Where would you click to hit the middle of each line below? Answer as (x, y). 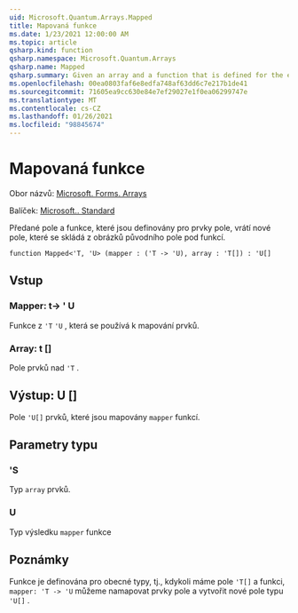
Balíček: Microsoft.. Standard (62, 211)
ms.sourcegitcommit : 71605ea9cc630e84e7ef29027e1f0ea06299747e (129, 92)
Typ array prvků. (40, 490)
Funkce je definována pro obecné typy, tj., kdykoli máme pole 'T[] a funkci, (147, 581)
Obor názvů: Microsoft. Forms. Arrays (78, 193)
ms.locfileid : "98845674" (57, 125)
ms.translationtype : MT (53, 100)
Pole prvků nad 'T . (44, 367)
